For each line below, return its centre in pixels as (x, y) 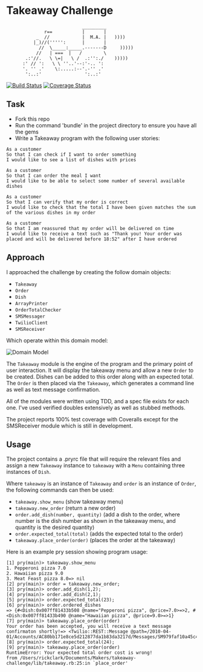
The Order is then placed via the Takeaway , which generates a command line (100, 383)
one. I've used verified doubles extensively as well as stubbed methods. (96, 408)
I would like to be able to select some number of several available (96, 181)
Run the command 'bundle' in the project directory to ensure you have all (106, 125)
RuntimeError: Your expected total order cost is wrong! (79, 653)
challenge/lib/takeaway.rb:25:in (48, 664)
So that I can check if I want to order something (71, 155)
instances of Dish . (29, 472)
